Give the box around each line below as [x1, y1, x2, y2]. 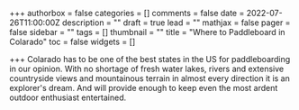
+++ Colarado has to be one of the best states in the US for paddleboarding [9, 54, 291, 64]
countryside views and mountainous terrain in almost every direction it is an [9, 73, 290, 84]
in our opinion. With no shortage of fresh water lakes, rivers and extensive [9, 63, 285, 74]
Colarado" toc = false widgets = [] [9, 36, 136, 47]
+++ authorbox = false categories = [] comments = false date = [9, 8, 245, 18]
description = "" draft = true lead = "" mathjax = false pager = [61, 17, 291, 28]
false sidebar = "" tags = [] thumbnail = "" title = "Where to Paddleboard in [9, 27, 285, 37]
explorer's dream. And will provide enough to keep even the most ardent [9, 83, 278, 93]
